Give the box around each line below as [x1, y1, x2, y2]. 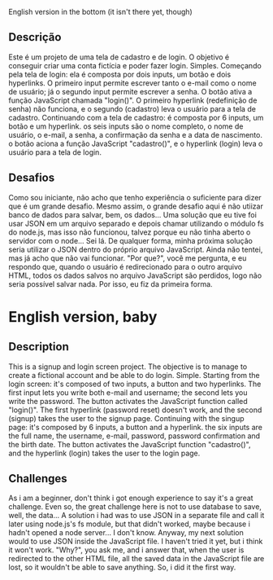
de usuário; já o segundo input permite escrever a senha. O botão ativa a [8, 86, 253, 96]
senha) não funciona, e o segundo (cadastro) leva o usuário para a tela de [8, 103, 256, 113]
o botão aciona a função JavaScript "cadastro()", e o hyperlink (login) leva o [8, 138, 263, 148]
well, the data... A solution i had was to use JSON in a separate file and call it [8, 511, 265, 521]
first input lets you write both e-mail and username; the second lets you [8, 387, 248, 398]
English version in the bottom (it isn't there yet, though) [8, 7, 193, 16]
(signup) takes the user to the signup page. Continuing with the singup [8, 413, 245, 423]
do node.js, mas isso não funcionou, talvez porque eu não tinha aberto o [8, 227, 251, 237]
